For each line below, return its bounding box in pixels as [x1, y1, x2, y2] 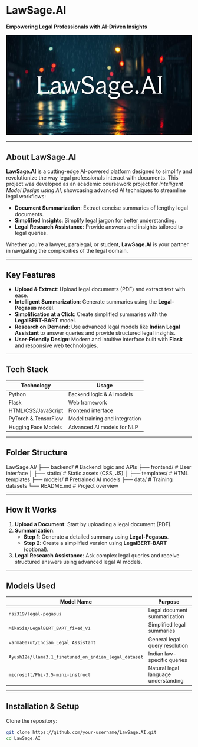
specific [148, 656, 168, 663]
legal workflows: [6, 193, 46, 200]
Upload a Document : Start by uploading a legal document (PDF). [14, 520, 172, 527]
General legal [148, 635, 181, 642]
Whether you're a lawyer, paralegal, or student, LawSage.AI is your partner [6, 241, 189, 248]
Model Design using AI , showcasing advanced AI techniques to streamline [6, 187, 186, 194]
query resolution [148, 642, 189, 649]
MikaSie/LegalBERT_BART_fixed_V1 [8, 625, 91, 631]
